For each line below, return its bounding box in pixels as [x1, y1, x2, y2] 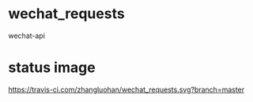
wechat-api [8, 31, 46, 40]
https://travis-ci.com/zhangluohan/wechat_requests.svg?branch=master [8, 85, 245, 94]
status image [8, 59, 96, 77]
